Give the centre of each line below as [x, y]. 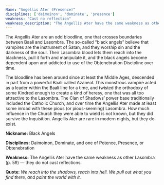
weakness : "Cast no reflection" [38, 18]
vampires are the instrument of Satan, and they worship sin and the [73, 47]
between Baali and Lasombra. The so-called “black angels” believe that [77, 42]
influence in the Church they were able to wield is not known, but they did [79, 114]
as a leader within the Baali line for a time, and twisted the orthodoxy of [77, 88]
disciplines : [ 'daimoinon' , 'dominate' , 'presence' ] [60, 14]
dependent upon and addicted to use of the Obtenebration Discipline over [80, 63]
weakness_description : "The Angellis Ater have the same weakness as [78, 23]
